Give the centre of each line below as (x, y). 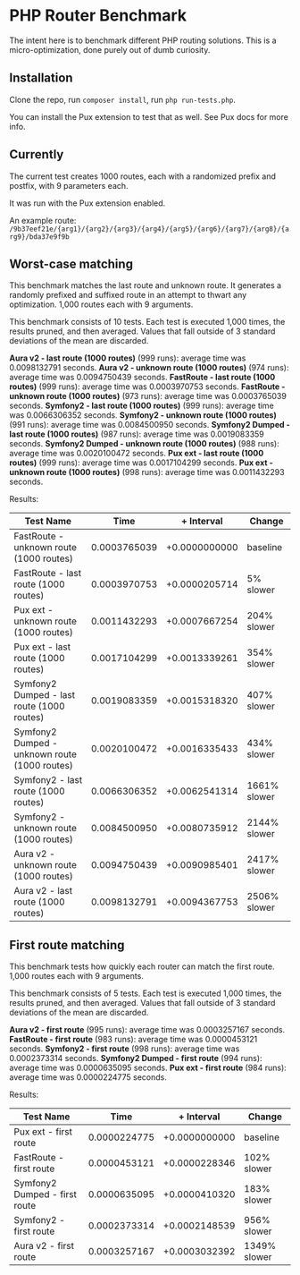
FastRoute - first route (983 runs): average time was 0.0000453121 (133, 1040)
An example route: (43, 220)
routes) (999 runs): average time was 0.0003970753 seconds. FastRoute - (147, 387)
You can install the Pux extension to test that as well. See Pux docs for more (149, 116)
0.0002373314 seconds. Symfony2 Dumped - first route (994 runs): (136, 1058)
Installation (41, 78)
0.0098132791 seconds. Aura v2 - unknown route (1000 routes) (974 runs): (149, 368)
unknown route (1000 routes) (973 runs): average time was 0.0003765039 (148, 396)
